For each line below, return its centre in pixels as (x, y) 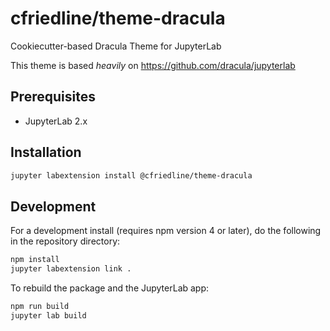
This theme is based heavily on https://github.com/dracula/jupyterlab (153, 65)
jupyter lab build (48, 315)
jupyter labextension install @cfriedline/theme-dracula (131, 175)
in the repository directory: (65, 241)
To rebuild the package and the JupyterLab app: (110, 288)
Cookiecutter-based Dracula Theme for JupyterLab (116, 46)
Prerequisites (53, 97)
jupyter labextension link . (71, 269)
